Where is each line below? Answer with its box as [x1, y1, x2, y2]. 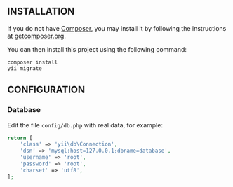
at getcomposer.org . [7, 32, 67, 40]
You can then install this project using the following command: [7, 45, 187, 53]
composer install [7, 59, 58, 66]
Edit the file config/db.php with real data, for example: [7, 120, 164, 129]
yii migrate [7, 64, 42, 72]
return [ [7, 134, 33, 141]
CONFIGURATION [7, 84, 86, 96]
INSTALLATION [7, 6, 75, 18]
